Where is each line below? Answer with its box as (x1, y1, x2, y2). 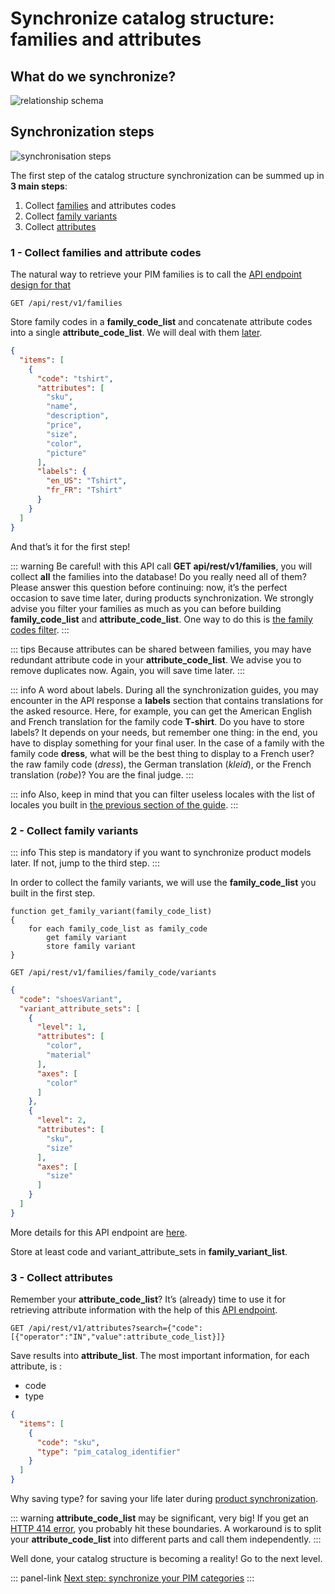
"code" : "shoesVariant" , (19, 994, 123, 1004)
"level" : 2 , (36, 1115, 87, 1126)
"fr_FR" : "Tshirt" (46, 485, 123, 496)
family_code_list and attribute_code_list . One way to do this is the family (10, 613, 313, 625)
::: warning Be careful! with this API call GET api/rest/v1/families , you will (10, 560, 313, 572)
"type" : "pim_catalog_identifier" (36, 1447, 182, 1457)
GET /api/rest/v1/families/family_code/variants (10, 967, 217, 977)
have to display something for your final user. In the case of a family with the (10, 737, 325, 749)
